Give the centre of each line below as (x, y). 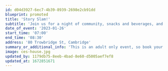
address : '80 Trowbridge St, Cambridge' (48, 42)
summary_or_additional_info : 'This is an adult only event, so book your (84, 47)
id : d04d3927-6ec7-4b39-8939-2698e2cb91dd (50, 10)
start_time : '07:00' (27, 33)
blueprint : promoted (27, 14)
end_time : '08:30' (24, 38)
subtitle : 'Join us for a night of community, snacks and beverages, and (84, 24)
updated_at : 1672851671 (30, 61)
